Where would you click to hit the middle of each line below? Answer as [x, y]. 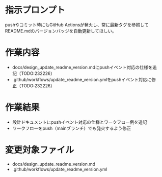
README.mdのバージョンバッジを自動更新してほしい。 [61, 31]
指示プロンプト [35, 10]
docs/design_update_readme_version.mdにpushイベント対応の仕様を [82, 67]
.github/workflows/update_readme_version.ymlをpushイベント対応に [82, 79]
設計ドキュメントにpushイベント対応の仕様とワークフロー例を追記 [80, 122]
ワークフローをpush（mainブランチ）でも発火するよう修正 [72, 128]
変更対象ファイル [40, 150]
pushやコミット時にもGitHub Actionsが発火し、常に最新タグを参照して [77, 25]
